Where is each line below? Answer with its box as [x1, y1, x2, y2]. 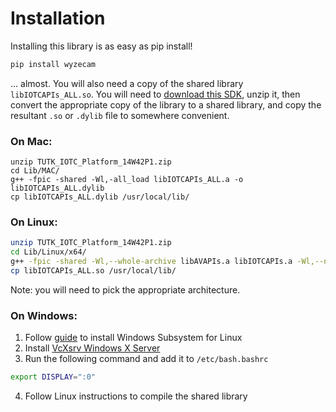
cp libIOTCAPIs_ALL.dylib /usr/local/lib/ [10, 192, 190, 202]
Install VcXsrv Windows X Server [24, 342, 161, 354]
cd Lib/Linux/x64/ [10, 247, 87, 257]
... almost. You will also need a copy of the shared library [10, 77, 244, 89]
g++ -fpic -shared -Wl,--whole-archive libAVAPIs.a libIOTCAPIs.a [10, 257, 293, 267]
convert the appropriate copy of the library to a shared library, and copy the [10, 98, 322, 111]
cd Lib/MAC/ [10, 166, 60, 176]
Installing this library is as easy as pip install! [10, 40, 193, 52]
